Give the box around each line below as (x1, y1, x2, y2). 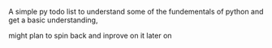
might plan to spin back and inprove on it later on (8, 31, 172, 40)
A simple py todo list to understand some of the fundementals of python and (8, 7, 264, 16)
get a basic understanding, (8, 15, 98, 25)
